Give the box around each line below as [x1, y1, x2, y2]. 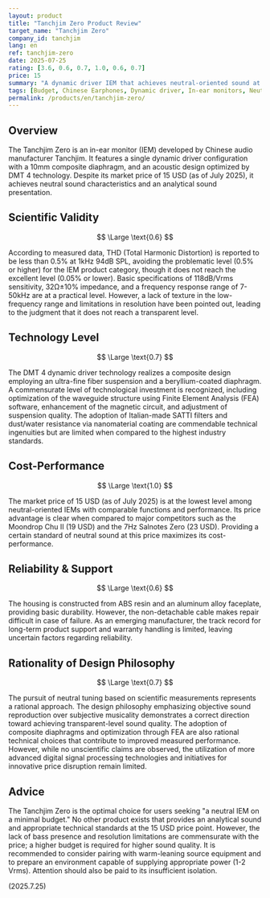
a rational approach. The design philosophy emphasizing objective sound [8, 702, 252, 712]
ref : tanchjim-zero [8, 49, 74, 57]
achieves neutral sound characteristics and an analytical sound [8, 179, 217, 189]
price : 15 [8, 71, 42, 80]
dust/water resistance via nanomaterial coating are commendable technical [8, 418, 258, 428]
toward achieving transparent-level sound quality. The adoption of [8, 719, 227, 729]
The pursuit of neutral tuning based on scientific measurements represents [8, 693, 257, 703]
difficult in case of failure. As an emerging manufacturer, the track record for [8, 616, 261, 626]
